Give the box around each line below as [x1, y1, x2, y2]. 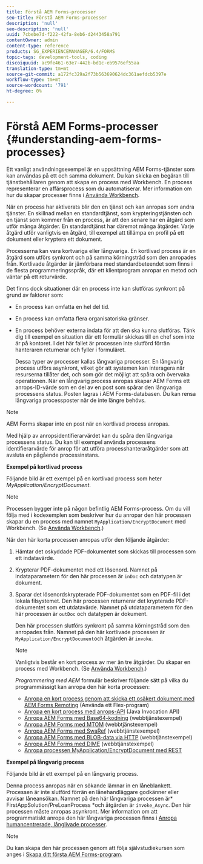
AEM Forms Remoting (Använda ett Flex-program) [24, 701, 150, 708]
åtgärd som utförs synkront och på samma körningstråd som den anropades [6, 254, 197, 261]
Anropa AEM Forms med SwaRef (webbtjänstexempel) [24, 727, 161, 734]
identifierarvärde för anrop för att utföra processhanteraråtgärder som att [6, 444, 189, 452]
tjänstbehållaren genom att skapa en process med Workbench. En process [6, 178, 193, 185]
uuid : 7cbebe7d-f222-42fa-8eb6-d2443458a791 [6, 32, 121, 38]
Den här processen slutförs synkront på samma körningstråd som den [15, 621, 190, 629]
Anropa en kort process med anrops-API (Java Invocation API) [24, 708, 180, 715]
